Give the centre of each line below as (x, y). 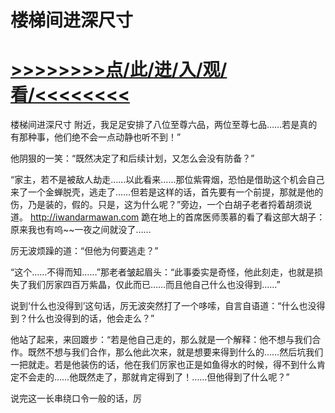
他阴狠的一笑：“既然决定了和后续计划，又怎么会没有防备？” (132, 158)
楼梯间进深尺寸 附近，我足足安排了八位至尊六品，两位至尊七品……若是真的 (164, 125)
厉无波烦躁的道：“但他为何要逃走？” (84, 251)
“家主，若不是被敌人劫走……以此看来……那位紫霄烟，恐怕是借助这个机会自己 (167, 180)
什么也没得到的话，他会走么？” (91, 318)
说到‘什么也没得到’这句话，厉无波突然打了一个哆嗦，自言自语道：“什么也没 (163, 306)
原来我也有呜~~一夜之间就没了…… (81, 230)
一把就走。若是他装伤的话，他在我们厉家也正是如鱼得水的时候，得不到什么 (163, 365)
